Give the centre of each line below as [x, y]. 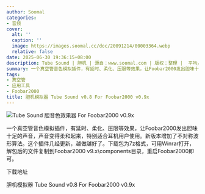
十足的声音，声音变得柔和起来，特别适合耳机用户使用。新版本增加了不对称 [100, 135]
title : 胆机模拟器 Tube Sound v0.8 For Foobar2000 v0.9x [78, 97]
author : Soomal [26, 12]
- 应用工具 [18, 86]
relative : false [32, 52]
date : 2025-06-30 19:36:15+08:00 [49, 57]
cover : [15, 29]
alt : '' [22, 35]
